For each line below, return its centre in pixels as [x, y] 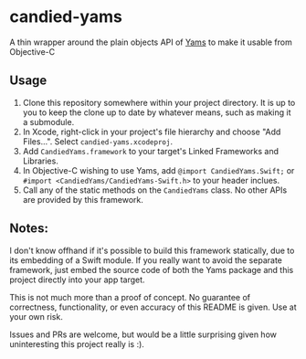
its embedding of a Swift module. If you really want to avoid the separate [146, 260]
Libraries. [41, 161]
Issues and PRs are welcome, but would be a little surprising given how [143, 334]
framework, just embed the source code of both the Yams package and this [152, 269]
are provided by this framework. [83, 199]
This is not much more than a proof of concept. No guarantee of [130, 297]
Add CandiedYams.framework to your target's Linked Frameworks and [151, 151]
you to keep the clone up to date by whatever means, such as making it [157, 112]
